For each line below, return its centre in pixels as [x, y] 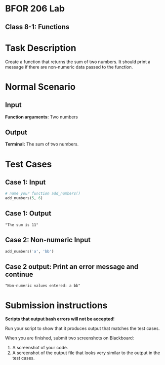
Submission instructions [56, 305]
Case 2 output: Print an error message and [72, 267]
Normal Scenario [40, 87]
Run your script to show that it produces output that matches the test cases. [82, 328]
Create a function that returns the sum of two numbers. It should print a [78, 62]
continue [19, 274]
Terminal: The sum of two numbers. [42, 144]
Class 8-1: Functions [37, 27]
